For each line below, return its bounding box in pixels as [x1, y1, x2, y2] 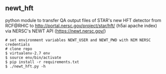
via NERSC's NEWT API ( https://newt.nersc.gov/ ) [5, 27, 106, 34]
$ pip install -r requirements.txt [5, 59, 79, 64]
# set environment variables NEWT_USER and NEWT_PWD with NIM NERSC [5, 37, 151, 42]
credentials [5, 42, 30, 47]
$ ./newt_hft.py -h [5, 63, 46, 69]
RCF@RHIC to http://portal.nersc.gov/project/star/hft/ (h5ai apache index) [5, 22, 157, 28]
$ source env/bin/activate [5, 55, 61, 60]
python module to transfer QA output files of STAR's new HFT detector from [5, 17, 161, 23]
